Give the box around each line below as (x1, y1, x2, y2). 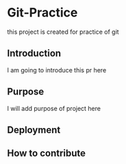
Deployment (7, 124, 61, 136)
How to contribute (7, 147, 86, 159)
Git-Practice (7, 5, 78, 21)
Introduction (7, 48, 62, 59)
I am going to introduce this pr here (7, 65, 107, 74)
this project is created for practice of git (7, 28, 119, 36)
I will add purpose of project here (7, 104, 101, 112)
